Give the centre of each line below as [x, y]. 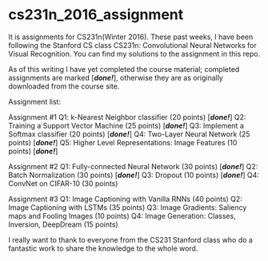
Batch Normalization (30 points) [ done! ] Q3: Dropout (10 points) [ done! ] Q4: [134, 175]
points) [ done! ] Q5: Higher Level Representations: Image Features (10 [123, 142]
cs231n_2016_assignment [96, 15]
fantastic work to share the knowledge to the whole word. [103, 248]
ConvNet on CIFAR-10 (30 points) [63, 183]
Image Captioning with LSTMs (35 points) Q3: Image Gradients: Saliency [128, 207]
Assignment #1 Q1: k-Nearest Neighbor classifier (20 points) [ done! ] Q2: [127, 117]
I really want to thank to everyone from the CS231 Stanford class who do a [131, 239]
